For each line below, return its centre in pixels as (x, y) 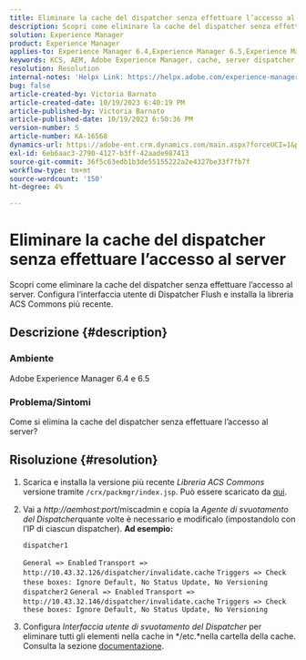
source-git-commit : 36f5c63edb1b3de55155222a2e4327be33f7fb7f (130, 162)
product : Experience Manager (65, 43)
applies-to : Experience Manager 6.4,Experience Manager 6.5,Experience (148, 52)
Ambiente (32, 359)
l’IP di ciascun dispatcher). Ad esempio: (98, 528)
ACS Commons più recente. (61, 304)
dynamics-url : (36, 145)
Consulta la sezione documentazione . (93, 645)
